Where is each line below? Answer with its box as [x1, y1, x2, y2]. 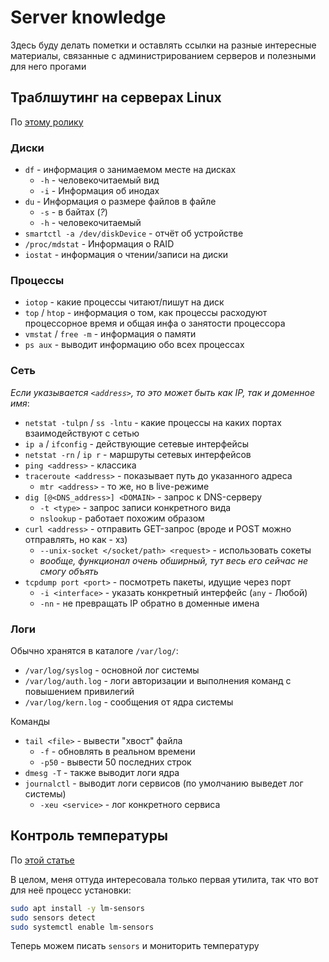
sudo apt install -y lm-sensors [10, 903, 145, 913]
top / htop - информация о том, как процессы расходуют [24, 307, 268, 319]
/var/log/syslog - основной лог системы [24, 664, 200, 676]
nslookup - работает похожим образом [39, 512, 205, 524]
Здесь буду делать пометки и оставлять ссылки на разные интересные [10, 39, 317, 51]
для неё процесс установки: [10, 884, 132, 896]
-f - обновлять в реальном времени [39, 745, 196, 757]
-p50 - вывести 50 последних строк [39, 756, 192, 768]
